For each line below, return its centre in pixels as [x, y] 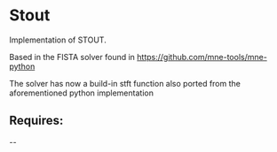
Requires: [36, 121]
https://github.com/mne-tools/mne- [202, 57]
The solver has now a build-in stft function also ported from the [125, 83]
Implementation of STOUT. [58, 40]
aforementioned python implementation [81, 93]
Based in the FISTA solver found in [72, 57]
